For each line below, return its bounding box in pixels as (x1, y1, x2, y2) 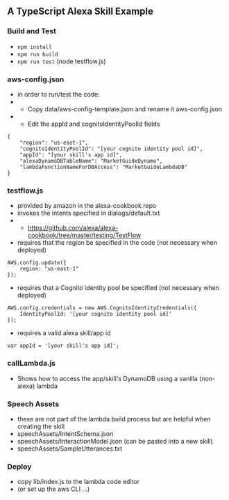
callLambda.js (7, 358, 56, 368)
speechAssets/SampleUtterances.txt (17, 444, 123, 453)
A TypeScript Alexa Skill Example (7, 6, 154, 17)
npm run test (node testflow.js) (17, 57, 106, 65)
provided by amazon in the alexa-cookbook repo (17, 202, 157, 210)
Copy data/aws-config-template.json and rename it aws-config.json (27, 104, 223, 113)
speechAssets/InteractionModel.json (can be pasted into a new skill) (17, 437, 213, 445)
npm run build (17, 51, 58, 58)
